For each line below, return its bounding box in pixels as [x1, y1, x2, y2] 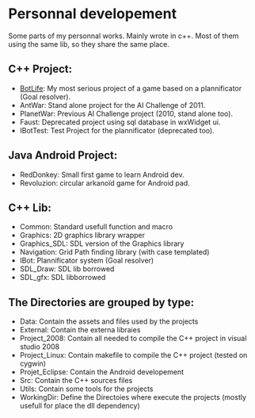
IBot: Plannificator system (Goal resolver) [19, 255, 154, 266]
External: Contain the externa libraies [19, 325, 141, 335]
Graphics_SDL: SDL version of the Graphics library [19, 239, 185, 248]
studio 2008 [19, 342, 60, 351]
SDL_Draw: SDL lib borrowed [19, 264, 115, 274]
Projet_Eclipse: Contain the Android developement [19, 367, 185, 377]
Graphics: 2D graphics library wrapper [19, 231, 145, 240]
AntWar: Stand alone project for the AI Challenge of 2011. [19, 100, 206, 109]
